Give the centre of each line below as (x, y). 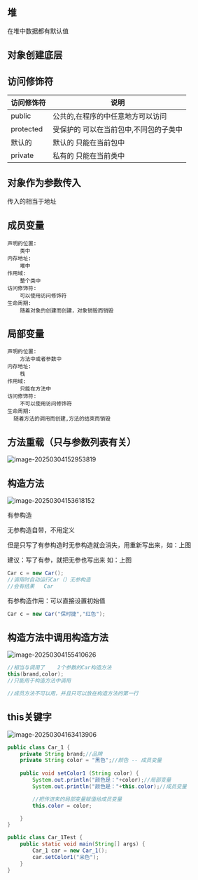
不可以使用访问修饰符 (46, 404)
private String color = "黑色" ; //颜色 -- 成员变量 (91, 761)
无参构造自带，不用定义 (41, 530)
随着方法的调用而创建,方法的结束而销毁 (62, 419)
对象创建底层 (35, 55)
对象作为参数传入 (44, 183)
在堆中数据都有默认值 (38, 31)
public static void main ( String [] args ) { (83, 844)
